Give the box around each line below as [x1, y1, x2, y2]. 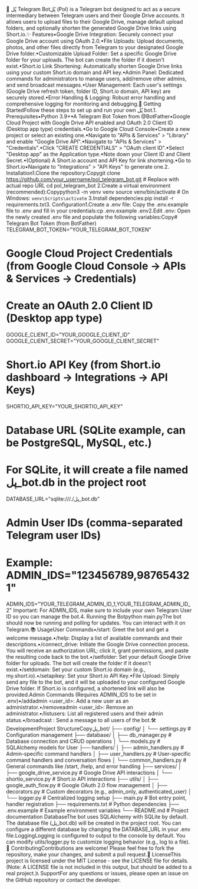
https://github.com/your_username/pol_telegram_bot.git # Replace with [6, 176, 180, 183]
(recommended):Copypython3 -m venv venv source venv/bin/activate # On [6, 188, 189, 195]
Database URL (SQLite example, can [6, 424, 186, 437]
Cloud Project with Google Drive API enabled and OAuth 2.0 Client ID [6, 119, 173, 126]
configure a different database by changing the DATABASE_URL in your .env [6, 826, 190, 833]
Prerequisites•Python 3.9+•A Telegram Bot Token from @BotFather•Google [6, 113, 190, 120]
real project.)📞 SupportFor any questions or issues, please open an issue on [6, 870, 189, 877]
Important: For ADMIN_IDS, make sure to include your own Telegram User [12, 607, 192, 614]
